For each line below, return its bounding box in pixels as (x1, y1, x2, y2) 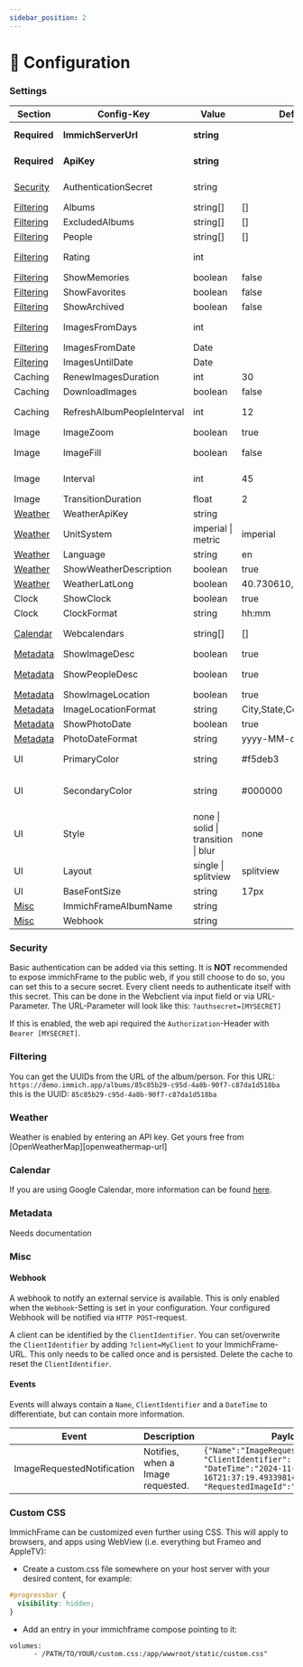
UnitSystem (62, 528, 113, 541)
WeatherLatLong (62, 578, 134, 591)
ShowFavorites (62, 286, 126, 298)
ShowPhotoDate (62, 718, 133, 731)
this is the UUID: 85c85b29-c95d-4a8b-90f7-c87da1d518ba (9, 1088, 217, 1099)
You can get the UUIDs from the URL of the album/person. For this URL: (9, 1071, 275, 1082)
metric (192, 534, 221, 546)
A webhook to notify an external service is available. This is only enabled (9, 1293, 280, 1303)
